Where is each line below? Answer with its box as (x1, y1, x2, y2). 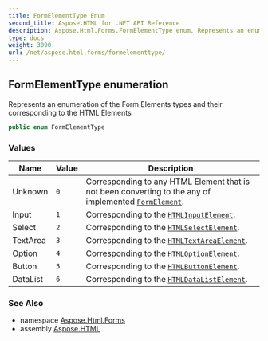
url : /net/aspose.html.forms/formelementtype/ (8, 49, 166, 57)
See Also (8, 297, 44, 308)
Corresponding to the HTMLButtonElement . (85, 261, 240, 272)
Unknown (12, 186, 49, 197)
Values (8, 142, 36, 153)
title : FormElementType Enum (8, 11, 105, 20)
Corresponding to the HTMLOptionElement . (85, 248, 240, 259)
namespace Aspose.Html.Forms (19, 316, 126, 325)
